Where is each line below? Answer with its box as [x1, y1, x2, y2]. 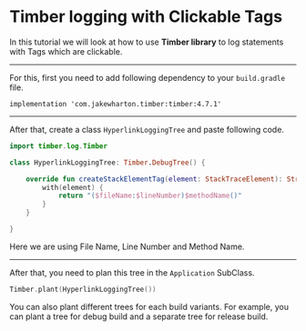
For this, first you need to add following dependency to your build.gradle [9, 72, 285, 83]
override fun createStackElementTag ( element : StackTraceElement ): [25, 175, 283, 184]
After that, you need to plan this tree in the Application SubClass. [9, 266, 255, 278]
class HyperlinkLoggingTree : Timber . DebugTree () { [9, 157, 206, 167]
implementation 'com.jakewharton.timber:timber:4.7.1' [9, 99, 222, 108]
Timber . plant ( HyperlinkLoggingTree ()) [9, 285, 157, 294]
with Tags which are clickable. [9, 45, 123, 56]
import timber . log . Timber [9, 141, 107, 151]
